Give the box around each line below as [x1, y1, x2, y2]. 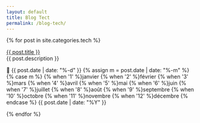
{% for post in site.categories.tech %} [6, 37, 101, 44]
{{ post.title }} [6, 48, 41, 56]
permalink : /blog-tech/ [6, 20, 67, 26]
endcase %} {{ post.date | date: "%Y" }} [6, 99, 107, 106]
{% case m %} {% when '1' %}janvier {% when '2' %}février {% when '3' [6, 73, 189, 81]
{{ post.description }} [6, 55, 59, 62]
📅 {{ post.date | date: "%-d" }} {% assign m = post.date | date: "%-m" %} [6, 67, 190, 74]
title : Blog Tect [6, 15, 50, 21]
